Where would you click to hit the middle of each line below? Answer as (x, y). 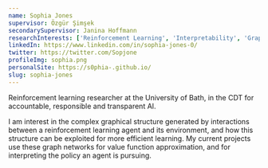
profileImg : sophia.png (48, 61)
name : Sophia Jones (41, 16)
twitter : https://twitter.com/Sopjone (73, 53)
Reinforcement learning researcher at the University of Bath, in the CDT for (131, 97)
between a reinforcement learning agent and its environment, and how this (131, 130)
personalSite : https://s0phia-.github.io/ (80, 68)
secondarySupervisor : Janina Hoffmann (73, 30)
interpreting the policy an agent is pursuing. (80, 155)
